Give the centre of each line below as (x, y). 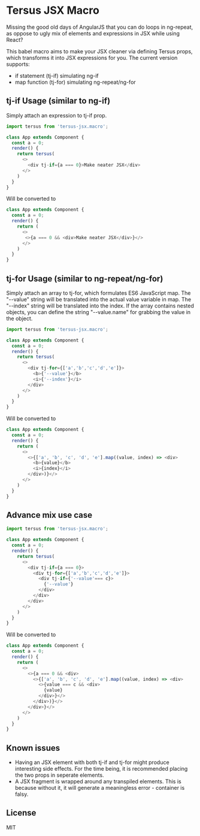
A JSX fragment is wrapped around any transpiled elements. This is (98, 781)
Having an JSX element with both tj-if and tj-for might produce (92, 762)
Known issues (33, 748)
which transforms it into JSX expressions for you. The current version (92, 58)
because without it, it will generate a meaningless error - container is (100, 788)
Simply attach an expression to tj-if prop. (57, 115)
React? (15, 40)
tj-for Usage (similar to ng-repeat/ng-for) (85, 278)
